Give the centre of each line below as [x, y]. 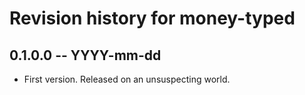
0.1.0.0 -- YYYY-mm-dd [85, 55]
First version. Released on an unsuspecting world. [127, 79]
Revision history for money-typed [152, 18]
